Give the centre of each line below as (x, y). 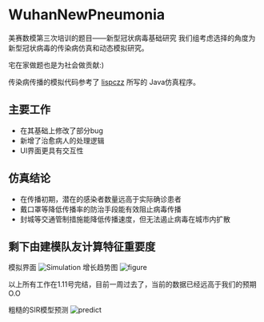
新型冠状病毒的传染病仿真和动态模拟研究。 (78, 48)
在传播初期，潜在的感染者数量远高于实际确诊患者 (100, 199)
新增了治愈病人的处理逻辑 (62, 140)
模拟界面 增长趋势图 (63, 268)
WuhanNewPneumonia (87, 15)
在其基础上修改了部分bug (62, 131)
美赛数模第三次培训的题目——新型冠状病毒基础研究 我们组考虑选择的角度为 (132, 38)
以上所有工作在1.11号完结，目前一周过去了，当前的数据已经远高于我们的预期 (132, 284)
